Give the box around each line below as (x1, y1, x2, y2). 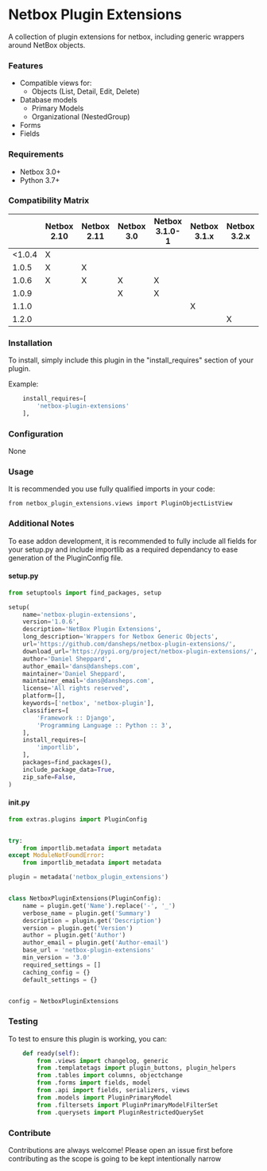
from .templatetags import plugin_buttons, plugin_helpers (37, 1064, 237, 1072)
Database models (19, 95, 78, 105)
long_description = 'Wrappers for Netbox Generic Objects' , (22, 633, 219, 641)
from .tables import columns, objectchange (37, 1072, 183, 1080)
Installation (8, 337, 53, 348)
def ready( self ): (22, 1049, 80, 1057)
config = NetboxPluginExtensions (8, 997, 119, 1005)
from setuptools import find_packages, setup (8, 588, 161, 597)
